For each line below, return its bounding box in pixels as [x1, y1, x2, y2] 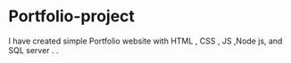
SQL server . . [8, 44, 59, 55]
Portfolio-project [8, 6, 136, 27]
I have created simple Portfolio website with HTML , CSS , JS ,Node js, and [8, 35, 283, 46]
